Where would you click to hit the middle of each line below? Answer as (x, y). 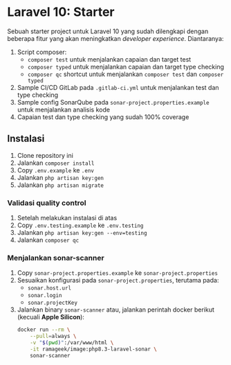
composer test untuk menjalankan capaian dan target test (109, 59)
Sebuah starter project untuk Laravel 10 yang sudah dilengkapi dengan (108, 31)
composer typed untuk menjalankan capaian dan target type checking (126, 66)
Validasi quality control (47, 203)
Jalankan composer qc (48, 240)
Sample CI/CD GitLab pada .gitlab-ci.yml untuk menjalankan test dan (118, 87)
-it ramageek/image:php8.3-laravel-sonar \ (93, 349)
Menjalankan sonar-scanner (56, 258)
